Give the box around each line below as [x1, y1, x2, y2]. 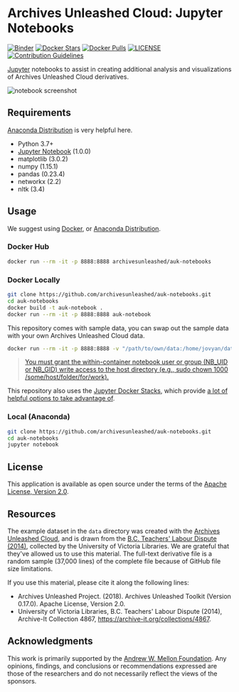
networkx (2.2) [17, 177, 62, 185]
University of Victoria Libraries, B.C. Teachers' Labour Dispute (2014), [17, 607, 223, 615]
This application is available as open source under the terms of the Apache [7, 480, 228, 488]
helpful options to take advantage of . [7, 394, 115, 403]
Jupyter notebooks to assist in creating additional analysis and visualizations [7, 65, 232, 73]
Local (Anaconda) [7, 412, 70, 422]
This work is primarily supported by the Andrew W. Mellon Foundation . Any [7, 654, 227, 662]
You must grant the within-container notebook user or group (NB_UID [24, 357, 228, 367]
